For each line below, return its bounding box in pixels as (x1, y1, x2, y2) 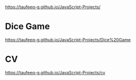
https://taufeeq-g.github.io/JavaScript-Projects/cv (5, 69, 105, 75)
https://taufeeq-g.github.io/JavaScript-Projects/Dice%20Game (5, 37, 131, 42)
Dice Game (5, 21, 50, 32)
